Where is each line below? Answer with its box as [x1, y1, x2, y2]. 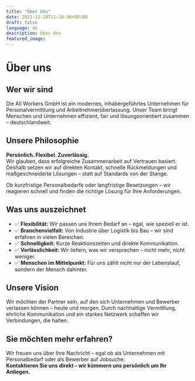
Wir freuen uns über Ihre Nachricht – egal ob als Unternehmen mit [6, 350, 165, 357]
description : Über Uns [6, 31, 61, 36]
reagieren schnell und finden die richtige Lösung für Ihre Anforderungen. [6, 187, 182, 194]
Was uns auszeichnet [6, 205, 86, 215]
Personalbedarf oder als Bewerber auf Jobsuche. [6, 356, 125, 363]
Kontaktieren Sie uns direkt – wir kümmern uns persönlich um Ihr [6, 362, 167, 369]
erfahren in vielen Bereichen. [14, 233, 85, 241]
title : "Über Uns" [6, 8, 51, 15]
